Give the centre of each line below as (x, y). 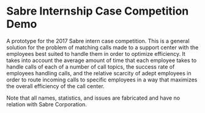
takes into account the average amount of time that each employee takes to (102, 60)
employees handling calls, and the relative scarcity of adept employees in (99, 73)
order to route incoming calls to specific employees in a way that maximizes (102, 80)
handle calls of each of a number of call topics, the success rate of (91, 67)
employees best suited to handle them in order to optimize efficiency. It (96, 53)
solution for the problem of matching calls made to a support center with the (102, 47)
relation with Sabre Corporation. (47, 104)
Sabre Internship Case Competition (98, 11)
